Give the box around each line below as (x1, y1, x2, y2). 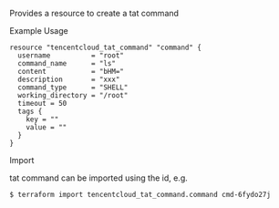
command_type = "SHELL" (17, 83, 129, 92)
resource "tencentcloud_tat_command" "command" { (9, 43, 202, 52)
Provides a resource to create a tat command (9, 8, 180, 18)
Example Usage (9, 26, 68, 36)
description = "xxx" (17, 75, 120, 84)
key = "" (26, 115, 59, 124)
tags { (17, 107, 43, 116)
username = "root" (17, 51, 125, 60)
